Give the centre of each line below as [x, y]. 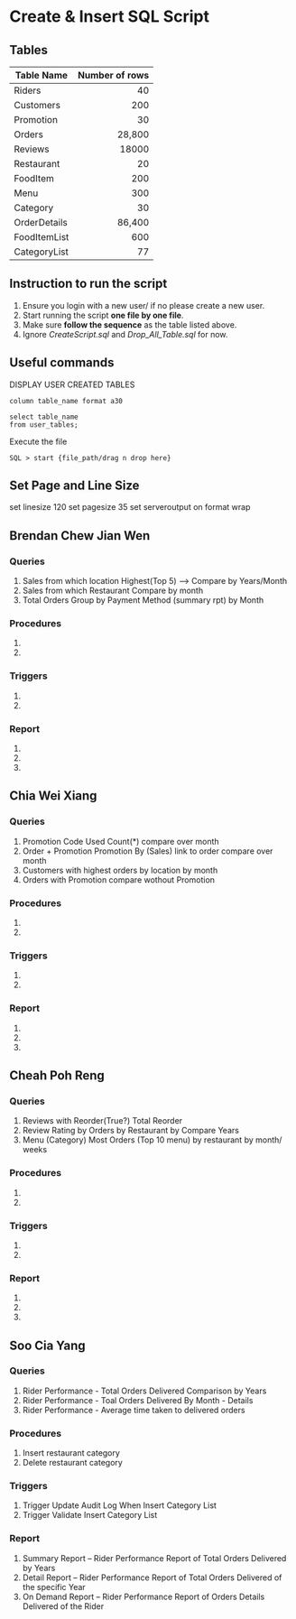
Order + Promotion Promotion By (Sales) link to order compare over [148, 851]
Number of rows [114, 75]
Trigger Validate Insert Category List [90, 1515]
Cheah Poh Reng [57, 1075]
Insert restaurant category [71, 1453]
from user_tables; [44, 425]
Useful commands [62, 363]
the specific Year [54, 1587]
